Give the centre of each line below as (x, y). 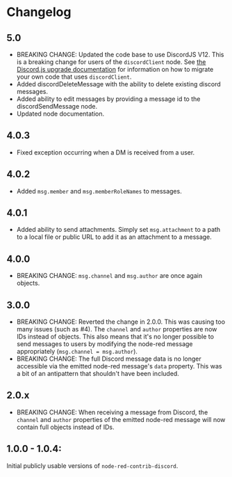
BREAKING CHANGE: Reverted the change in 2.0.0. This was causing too (121, 322)
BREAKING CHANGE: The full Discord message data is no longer (109, 359)
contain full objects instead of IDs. (66, 427)
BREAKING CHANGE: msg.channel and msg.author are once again (109, 276)
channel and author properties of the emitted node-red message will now (121, 419)
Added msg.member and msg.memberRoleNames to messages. (99, 191)
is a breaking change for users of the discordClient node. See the (111, 62)
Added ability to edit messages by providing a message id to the (108, 99)
